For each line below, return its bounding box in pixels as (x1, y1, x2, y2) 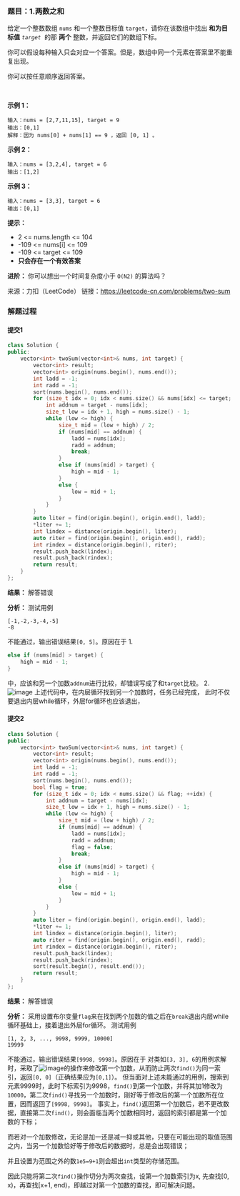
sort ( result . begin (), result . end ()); (33, 963, 145, 970)
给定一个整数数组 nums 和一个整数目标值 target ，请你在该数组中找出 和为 (7, 24, 222, 33)
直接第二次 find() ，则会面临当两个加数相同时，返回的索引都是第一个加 (19, 1108, 227, 1117)
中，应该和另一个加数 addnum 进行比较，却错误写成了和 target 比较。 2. (7, 679, 210, 687)
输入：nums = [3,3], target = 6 (7, 198, 101, 205)
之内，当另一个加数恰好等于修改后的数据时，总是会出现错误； (7, 1141, 189, 1150)
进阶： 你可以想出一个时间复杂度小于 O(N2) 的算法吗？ (7, 271, 166, 280)
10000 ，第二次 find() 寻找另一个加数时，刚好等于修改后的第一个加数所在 (7, 1090, 218, 1099)
